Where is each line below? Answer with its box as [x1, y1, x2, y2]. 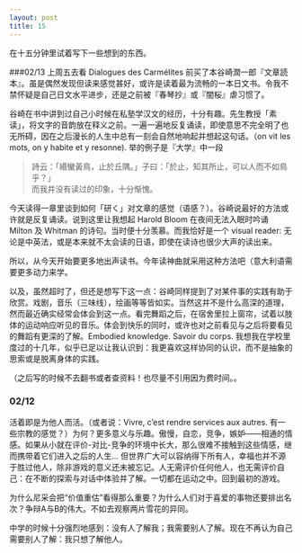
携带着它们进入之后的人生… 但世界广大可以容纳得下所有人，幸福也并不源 [16, 450, 287, 461]
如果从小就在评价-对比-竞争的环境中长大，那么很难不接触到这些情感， [24, 439, 285, 450]
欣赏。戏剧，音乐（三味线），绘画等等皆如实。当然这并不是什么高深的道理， [9, 297, 289, 308]
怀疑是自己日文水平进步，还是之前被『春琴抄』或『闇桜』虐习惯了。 [16, 89, 270, 100]
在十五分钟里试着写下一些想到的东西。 [9, 47, 151, 58]
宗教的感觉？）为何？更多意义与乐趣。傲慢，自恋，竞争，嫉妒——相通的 [16, 428, 285, 439]
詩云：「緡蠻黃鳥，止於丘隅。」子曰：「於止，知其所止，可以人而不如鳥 [31, 161, 288, 172]
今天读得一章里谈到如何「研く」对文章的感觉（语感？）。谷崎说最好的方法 [9, 202, 281, 213]
